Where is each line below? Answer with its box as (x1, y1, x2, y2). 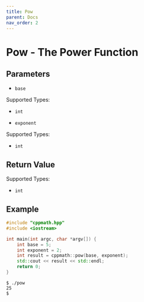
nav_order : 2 (6, 20, 39, 26)
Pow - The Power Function (6, 45, 139, 59)
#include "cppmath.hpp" (6, 220, 65, 226)
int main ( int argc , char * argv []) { (6, 236, 97, 242)
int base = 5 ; (17, 241, 52, 247)
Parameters (6, 69, 50, 79)
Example (6, 204, 39, 214)
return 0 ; (17, 264, 41, 270)
